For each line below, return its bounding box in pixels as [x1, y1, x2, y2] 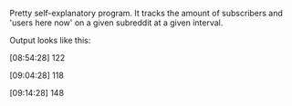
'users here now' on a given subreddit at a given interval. [9, 17, 224, 28]
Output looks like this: [9, 35, 91, 45]
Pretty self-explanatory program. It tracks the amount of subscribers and [9, 8, 283, 18]
